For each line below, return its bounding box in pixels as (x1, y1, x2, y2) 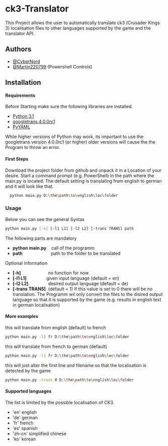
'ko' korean (12, 436, 36, 442)
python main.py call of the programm (12, 245, 95, 251)
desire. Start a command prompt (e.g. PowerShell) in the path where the (5, 172, 154, 179)
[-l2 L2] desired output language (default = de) (12, 280, 129, 286)
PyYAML (12, 124, 30, 130)
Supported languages (5, 388, 52, 394)
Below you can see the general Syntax (5, 216, 85, 222)
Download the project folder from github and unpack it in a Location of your (5, 167, 162, 173)
